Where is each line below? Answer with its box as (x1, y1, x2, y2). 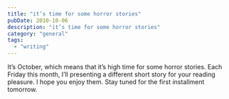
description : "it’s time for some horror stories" (7, 23, 161, 30)
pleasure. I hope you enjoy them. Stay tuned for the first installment (7, 78, 205, 86)
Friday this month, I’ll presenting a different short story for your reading (7, 70, 215, 78)
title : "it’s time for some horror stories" (7, 10, 142, 18)
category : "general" (7, 30, 69, 37)
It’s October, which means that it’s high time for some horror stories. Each (7, 63, 223, 71)
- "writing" (14, 43, 50, 50)
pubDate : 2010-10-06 (7, 17, 69, 24)
